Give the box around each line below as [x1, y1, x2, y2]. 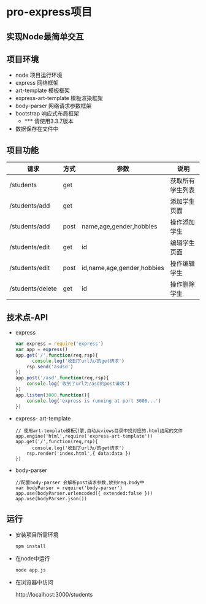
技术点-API [6, 312, 48, 322]
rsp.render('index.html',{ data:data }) [26, 450, 131, 457]
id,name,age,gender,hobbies [82, 264, 164, 273]
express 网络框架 [15, 79, 59, 87]
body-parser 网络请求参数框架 [15, 102, 92, 110]
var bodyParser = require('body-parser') [15, 485, 123, 491]
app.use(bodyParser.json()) [15, 495, 87, 501]
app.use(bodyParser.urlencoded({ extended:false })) [15, 490, 153, 497]
